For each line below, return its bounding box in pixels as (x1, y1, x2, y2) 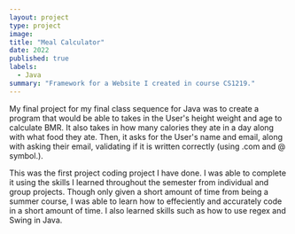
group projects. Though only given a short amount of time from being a (9, 186, 268, 197)
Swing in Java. (9, 214, 63, 225)
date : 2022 (9, 46, 50, 55)
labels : (9, 63, 38, 72)
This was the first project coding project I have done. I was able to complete (9, 168, 286, 178)
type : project (9, 21, 62, 30)
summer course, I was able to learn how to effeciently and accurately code (9, 196, 283, 207)
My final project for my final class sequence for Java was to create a (9, 103, 260, 113)
